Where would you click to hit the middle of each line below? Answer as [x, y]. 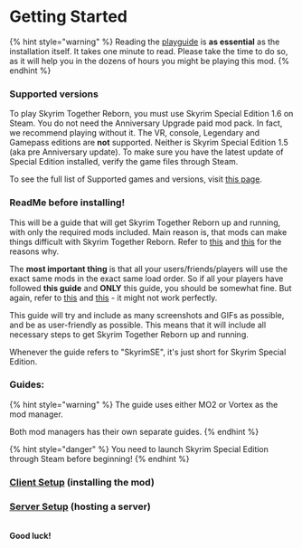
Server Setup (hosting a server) [80, 506]
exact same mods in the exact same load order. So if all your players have [146, 279]
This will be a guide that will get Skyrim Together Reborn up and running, [145, 222]
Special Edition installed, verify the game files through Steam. [124, 162]
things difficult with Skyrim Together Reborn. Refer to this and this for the [146, 241]
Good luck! [30, 536]
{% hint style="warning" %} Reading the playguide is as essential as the [145, 42]
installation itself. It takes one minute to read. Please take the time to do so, [149, 51]
